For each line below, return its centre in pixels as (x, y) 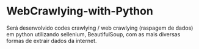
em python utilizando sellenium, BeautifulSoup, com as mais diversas (93, 34)
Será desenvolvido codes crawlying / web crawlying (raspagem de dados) (100, 28)
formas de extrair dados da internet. (52, 41)
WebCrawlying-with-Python (80, 11)
